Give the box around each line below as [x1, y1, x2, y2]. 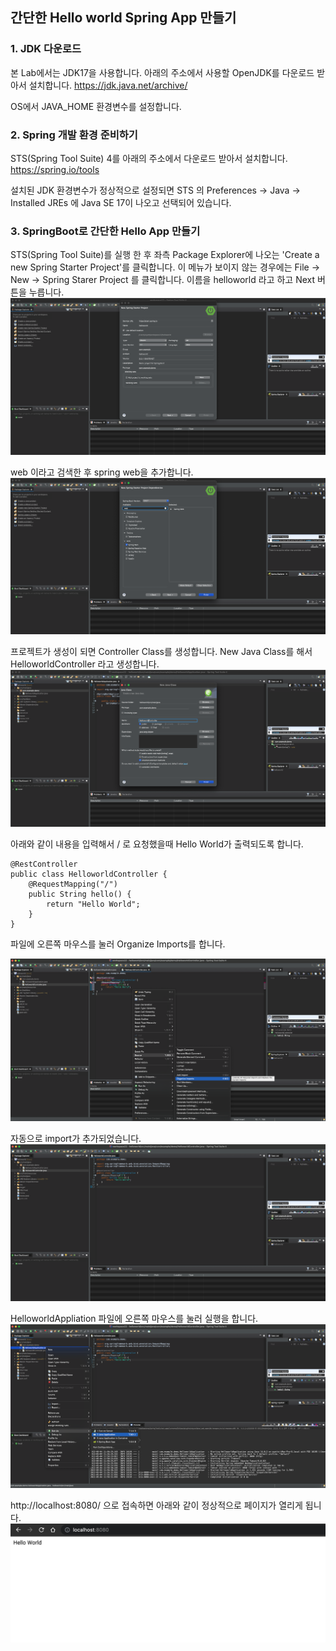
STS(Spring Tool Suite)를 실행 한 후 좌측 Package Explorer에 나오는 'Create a [10, 249, 320, 261]
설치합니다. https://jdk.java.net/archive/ [28, 79, 188, 91]
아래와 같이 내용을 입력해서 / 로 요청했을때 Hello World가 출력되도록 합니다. [10, 838, 304, 850]
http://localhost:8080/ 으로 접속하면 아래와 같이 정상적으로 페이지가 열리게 [10, 1499, 303, 1512]
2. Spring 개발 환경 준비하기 [10, 128, 138, 142]
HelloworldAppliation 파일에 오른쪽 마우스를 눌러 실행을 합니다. [10, 1312, 259, 1324]
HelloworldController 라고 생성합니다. [10, 658, 160, 670]
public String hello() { [28, 889, 132, 899]
